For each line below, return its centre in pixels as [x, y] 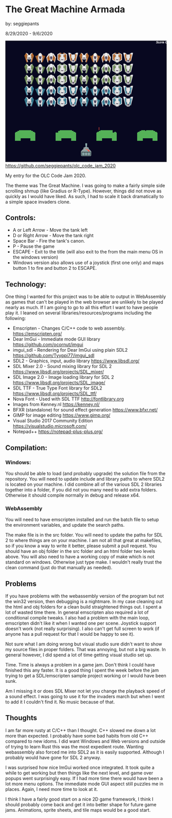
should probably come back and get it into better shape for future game [81, 804]
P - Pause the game [34, 246]
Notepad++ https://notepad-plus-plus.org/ [58, 432]
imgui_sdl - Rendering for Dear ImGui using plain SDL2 [70, 350]
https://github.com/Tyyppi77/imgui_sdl [53, 356]
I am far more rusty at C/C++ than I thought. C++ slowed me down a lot [81, 730]
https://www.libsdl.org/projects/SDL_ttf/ [55, 394]
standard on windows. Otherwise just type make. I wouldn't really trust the [84, 562]
